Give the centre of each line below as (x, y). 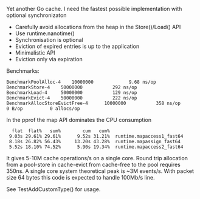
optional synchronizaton (36, 15)
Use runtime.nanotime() (45, 33)
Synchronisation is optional (49, 40)
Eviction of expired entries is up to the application (77, 46)
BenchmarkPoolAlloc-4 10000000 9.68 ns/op (81, 82)
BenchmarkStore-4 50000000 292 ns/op (72, 87)
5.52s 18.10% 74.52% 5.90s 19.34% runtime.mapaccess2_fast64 (96, 147)
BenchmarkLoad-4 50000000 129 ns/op (72, 93)
